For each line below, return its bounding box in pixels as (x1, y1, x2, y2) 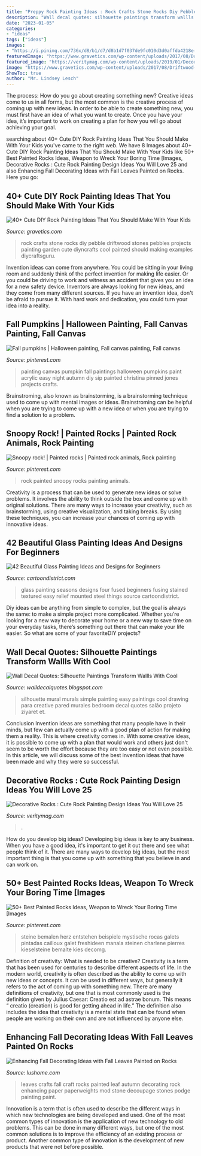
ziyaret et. (20, 708, 46, 716)
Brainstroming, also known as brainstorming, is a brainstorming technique (6, 392, 188, 399)
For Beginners (6, 547, 60, 557)
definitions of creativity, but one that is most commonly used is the (6, 989, 170, 996)
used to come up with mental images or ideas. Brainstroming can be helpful (6, 398, 193, 405)
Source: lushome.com (6, 1069, 60, 1076)
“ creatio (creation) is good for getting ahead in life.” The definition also (6, 1001, 181, 1009)
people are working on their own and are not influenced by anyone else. (6, 1015, 184, 1022)
